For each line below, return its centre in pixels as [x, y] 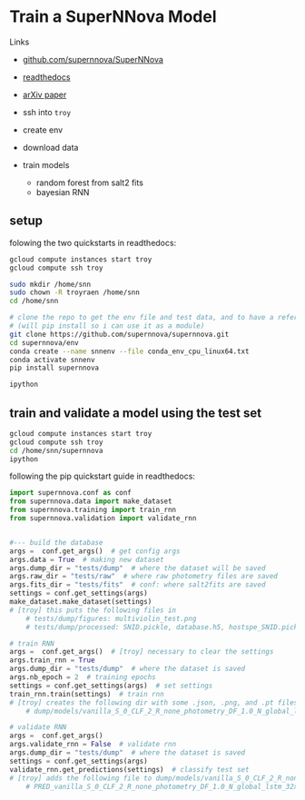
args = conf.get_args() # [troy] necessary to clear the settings [142, 652]
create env [43, 130]
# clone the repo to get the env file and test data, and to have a [142, 318]
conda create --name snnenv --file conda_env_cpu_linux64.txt [129, 351]
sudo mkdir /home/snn [50, 284]
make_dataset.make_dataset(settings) [81, 602]
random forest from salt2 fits [89, 183]
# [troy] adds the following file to [81, 778]
